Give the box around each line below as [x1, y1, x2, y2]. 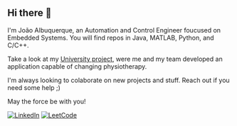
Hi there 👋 [7, 7, 52, 19]
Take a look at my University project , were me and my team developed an [7, 55, 223, 63]
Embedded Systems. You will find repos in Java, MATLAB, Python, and [7, 33, 215, 42]
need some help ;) [7, 83, 60, 92]
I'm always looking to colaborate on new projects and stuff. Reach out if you [7, 76, 230, 84]
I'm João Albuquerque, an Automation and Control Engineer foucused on [7, 25, 221, 34]
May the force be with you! [7, 97, 86, 105]
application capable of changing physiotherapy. [7, 62, 147, 71]
